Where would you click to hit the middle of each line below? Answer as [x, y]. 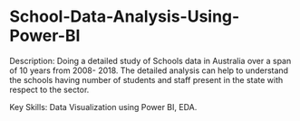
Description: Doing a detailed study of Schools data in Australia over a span [150, 60]
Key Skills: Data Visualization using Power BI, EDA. [103, 107]
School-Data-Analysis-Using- [125, 17]
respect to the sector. [49, 89]
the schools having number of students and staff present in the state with [146, 79]
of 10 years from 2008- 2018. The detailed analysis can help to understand [149, 70]
